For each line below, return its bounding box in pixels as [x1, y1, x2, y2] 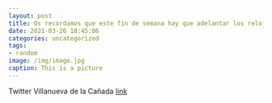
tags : [8, 42, 27, 50]
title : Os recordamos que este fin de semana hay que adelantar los [8, 19, 244, 27]
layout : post [8, 11, 53, 20]
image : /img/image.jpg [8, 57, 85, 65]
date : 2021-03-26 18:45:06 [8, 27, 100, 35]
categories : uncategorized [8, 34, 100, 43]
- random [8, 49, 38, 57]
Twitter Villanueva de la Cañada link [8, 86, 128, 96]
